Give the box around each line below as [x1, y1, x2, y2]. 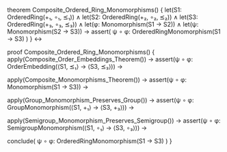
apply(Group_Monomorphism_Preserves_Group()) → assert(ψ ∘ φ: [7, 96, 194, 104]
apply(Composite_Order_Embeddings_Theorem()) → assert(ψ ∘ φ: [7, 55, 193, 63]
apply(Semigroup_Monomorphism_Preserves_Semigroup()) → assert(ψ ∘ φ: [7, 117, 221, 125]
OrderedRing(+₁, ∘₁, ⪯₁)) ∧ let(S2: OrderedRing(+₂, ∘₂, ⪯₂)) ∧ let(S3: [7, 13, 198, 21]
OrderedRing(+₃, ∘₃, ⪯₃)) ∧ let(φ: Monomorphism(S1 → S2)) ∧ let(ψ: [7, 20, 199, 28]
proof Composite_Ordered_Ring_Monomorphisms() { [7, 48, 155, 56]
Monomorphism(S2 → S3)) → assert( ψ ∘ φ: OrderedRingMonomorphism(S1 [7, 27, 221, 35]
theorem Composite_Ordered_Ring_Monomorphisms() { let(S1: [7, 6, 183, 14]
